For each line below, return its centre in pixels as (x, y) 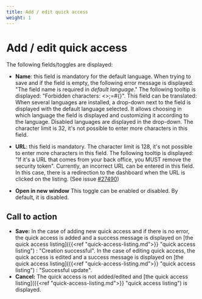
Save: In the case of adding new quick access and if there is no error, (102, 231)
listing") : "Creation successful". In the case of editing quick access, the (105, 251)
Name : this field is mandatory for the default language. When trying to (103, 76)
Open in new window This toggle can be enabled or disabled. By (96, 191)
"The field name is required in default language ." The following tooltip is (105, 90)
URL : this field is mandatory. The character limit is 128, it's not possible (104, 146)
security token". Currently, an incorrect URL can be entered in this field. (105, 166)
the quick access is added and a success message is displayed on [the (104, 238)
